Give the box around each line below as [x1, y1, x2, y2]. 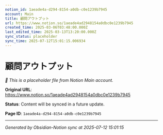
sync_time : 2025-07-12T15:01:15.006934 [5, 39, 86, 44]
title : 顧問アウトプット [5, 16, 49, 21]
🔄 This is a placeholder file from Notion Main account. [5, 77, 114, 83]
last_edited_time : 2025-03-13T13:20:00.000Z [5, 30, 97, 34]
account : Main [5, 12, 34, 16]
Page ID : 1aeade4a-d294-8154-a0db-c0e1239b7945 [5, 110, 102, 116]
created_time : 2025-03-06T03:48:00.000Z [5, 25, 88, 30]
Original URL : [5, 87, 33, 92]
